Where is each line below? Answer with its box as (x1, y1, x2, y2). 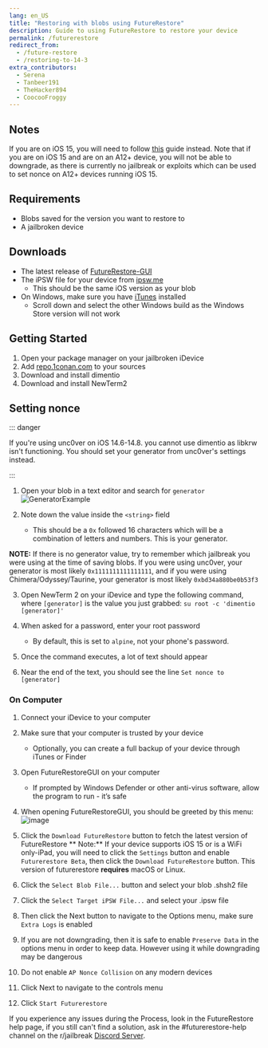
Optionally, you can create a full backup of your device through (32, 743, 240, 753)
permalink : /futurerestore (9, 33, 99, 42)
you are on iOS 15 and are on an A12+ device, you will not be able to (9, 152, 232, 162)
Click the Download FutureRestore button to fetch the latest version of (20, 830, 248, 840)
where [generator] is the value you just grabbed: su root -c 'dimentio (20, 599, 256, 609)
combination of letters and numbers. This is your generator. (32, 534, 228, 543)
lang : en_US (9, 11, 49, 20)
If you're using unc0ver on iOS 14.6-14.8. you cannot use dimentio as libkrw (9, 438, 258, 447)
